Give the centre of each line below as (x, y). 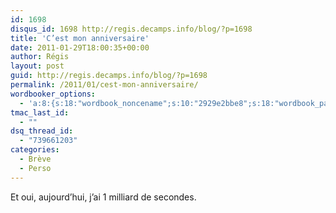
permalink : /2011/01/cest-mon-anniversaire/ (104, 85)
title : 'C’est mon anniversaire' (80, 38)
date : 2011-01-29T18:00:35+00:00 (80, 47)
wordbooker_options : (53, 94)
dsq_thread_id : (42, 131)
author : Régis (40, 57)
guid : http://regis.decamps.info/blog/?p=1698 (109, 76)
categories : (35, 150)
